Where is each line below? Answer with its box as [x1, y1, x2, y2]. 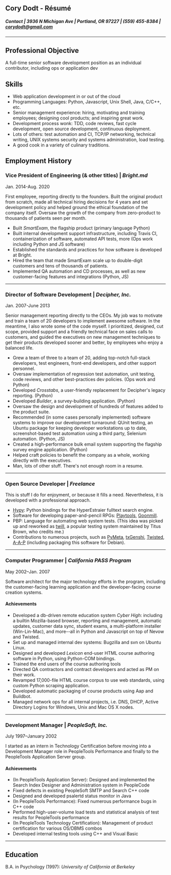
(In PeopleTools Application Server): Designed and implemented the [12, 777, 155, 783]
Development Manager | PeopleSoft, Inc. [5, 721, 108, 728]
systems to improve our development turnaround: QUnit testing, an [12, 419, 153, 425]
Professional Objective [5, 46, 79, 55]
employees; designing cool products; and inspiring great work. [12, 114, 144, 121]
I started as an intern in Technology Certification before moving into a [5, 743, 151, 749]
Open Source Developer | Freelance [5, 480, 95, 487]
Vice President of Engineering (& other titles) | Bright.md [5, 172, 148, 179]
